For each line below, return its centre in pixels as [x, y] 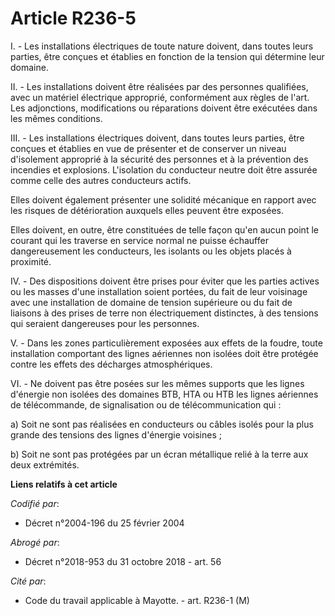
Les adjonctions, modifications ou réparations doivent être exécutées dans [164, 108]
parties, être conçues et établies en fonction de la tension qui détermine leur [167, 56]
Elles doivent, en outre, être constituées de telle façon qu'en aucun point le [164, 229]
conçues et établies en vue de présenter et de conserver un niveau [148, 148]
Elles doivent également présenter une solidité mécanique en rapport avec [163, 199]
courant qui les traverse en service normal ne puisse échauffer [139, 240]
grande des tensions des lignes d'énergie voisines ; [116, 434]
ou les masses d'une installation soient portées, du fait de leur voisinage [159, 291]
